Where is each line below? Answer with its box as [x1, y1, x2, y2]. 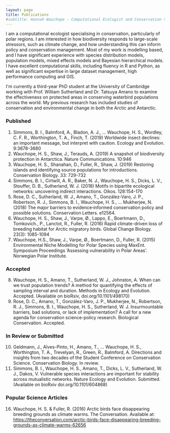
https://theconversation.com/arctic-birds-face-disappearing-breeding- [13, 416, 161, 422]
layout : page [6, 7, 33, 13]
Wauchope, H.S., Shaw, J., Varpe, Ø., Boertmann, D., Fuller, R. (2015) [13, 236, 155, 243]
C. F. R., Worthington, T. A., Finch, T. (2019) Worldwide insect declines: [13, 135, 161, 141]
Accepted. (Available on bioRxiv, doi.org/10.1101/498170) [13, 293, 130, 299]
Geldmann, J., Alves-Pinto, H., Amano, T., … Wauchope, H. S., [13, 344, 142, 350]
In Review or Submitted [6, 332, 64, 339]
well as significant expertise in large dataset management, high [6, 68, 137, 74]
